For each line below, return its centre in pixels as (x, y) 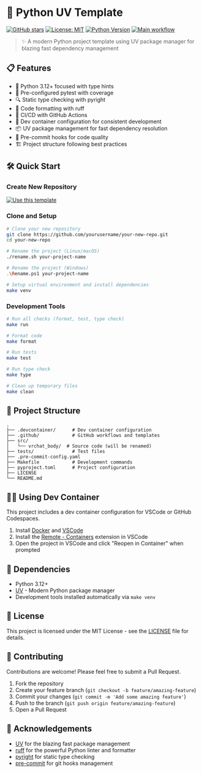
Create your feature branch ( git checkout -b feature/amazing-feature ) (106, 690)
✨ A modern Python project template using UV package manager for (108, 41)
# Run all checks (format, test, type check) (65, 319)
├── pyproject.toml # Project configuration (71, 468)
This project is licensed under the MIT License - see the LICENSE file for (97, 631)
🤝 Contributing (35, 657)
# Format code (24, 336)
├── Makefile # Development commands (69, 462)
